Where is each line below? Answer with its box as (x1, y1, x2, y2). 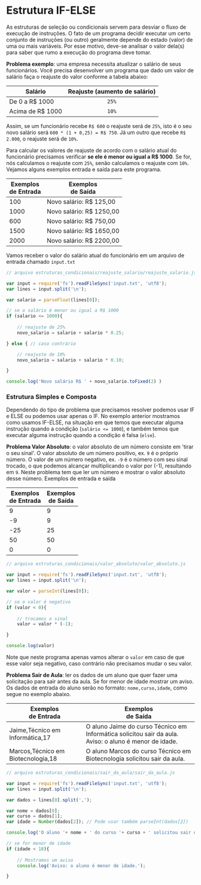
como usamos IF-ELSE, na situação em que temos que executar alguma (6, 419, 184, 426)
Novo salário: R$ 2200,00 (47, 236, 120, 245)
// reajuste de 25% (17, 324, 66, 331)
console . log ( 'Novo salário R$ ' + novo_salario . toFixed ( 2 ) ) (6, 379, 162, 384)
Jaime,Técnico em (9, 726, 61, 734)
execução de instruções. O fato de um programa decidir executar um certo (6, 29, 191, 36)
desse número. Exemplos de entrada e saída (6, 475, 116, 482)
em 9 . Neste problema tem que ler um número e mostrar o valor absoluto (6, 469, 185, 476)
